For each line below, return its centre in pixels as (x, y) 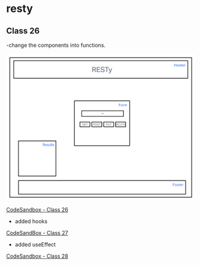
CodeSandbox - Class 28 (37, 256)
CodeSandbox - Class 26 (37, 209)
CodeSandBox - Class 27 (37, 233)
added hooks (31, 221)
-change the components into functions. (56, 45)
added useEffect (35, 244)
